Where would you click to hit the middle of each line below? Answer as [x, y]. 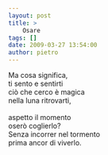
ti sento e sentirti [36, 83]
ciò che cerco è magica [46, 92]
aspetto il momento [40, 117]
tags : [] [23, 38]
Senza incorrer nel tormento [54, 134]
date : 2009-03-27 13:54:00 [53, 45]
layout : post [30, 15]
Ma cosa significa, [38, 75]
